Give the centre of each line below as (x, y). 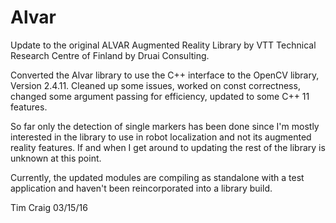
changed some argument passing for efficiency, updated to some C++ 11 (160, 96)
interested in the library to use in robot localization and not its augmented (161, 137)
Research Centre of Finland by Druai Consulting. (110, 55)
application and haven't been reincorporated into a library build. (141, 188)
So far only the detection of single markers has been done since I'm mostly (165, 126)
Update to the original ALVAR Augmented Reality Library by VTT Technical (163, 45)
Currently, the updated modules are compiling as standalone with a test (157, 177)
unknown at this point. (56, 158)
